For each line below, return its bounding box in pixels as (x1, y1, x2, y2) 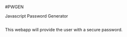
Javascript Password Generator (5, 13, 68, 18)
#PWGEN (5, 4, 24, 9)
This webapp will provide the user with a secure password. (5, 27, 123, 33)
